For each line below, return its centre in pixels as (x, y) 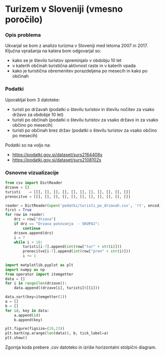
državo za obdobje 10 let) (38, 114)
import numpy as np (25, 270)
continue (32, 228)
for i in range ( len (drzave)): (36, 284)
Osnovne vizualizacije (32, 173)
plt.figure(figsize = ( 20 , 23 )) (35, 329)
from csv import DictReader (34, 183)
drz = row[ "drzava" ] (35, 219)
